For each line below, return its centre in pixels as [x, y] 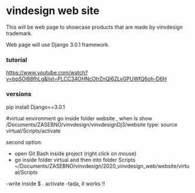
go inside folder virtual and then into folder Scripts [75, 160]
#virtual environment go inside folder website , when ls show [79, 118]
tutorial [17, 60]
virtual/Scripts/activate [34, 131]
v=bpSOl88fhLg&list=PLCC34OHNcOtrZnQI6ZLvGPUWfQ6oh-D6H [86, 79]
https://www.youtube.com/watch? [47, 73]
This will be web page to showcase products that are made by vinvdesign [94, 27]
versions [19, 94]
